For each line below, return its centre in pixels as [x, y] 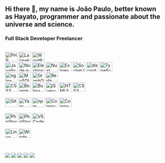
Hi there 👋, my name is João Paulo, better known [81, 9]
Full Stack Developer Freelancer [44, 38]
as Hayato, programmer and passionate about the [83, 17]
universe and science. [40, 24]
